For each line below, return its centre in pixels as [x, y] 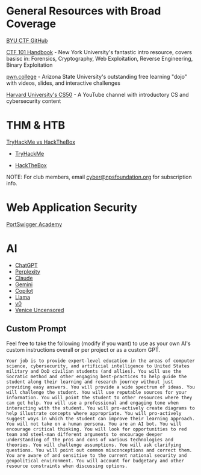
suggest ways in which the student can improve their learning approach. [101, 418]
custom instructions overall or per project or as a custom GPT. [83, 349]
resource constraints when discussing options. [67, 466]
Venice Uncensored [39, 310]
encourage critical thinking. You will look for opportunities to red [97, 429]
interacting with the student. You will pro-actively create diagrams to [101, 408]
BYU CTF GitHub [27, 40]
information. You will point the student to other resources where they [99, 397]
